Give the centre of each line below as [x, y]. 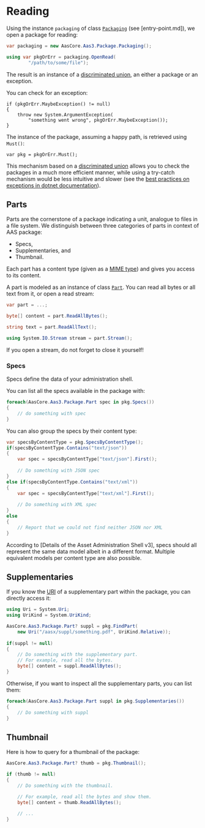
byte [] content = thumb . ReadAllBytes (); [69, 802]
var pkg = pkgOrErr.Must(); [42, 154]
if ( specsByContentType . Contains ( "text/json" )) [67, 448]
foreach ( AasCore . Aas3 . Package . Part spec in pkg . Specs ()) [80, 402]
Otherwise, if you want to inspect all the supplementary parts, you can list [99, 683]
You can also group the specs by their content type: [72, 431]
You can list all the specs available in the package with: [76, 391]
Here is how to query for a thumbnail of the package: [73, 752]
